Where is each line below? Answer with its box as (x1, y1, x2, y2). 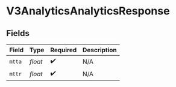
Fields (6, 28, 30, 38)
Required (50, 46, 77, 54)
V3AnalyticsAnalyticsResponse (6, 4, 170, 18)
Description (82, 46, 118, 54)
